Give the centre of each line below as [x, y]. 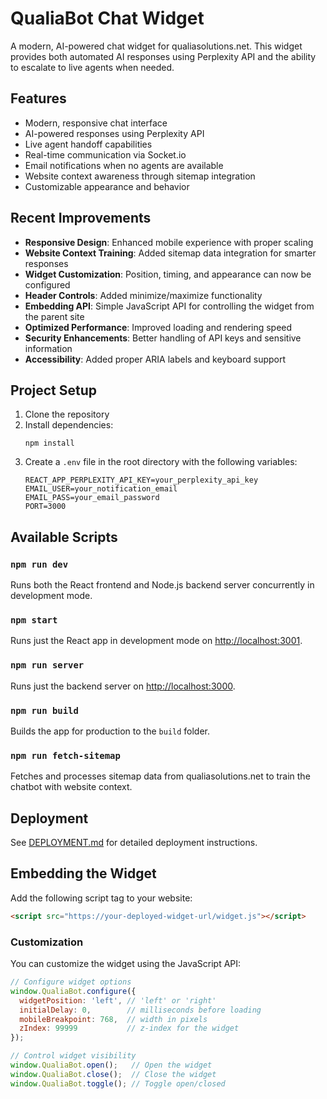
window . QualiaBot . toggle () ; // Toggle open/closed [118, 1083]
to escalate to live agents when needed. [92, 67]
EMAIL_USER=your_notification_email [101, 489]
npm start [34, 620]
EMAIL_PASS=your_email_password [92, 498]
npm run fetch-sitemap [65, 755]
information [48, 348]
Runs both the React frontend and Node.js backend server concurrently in [162, 585]
